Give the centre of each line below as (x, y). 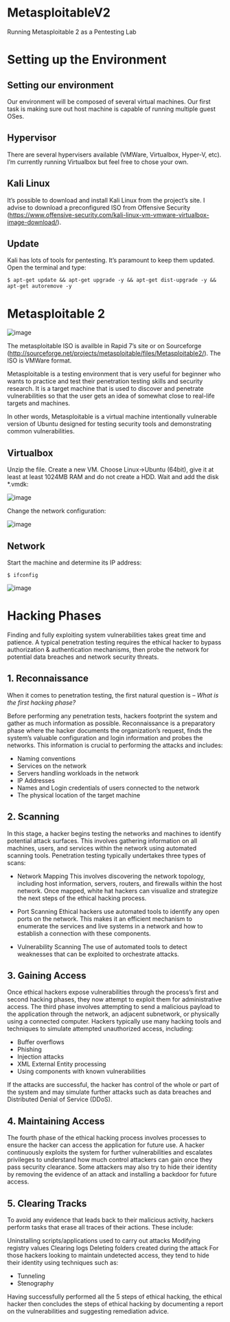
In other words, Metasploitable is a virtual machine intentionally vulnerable (112, 417)
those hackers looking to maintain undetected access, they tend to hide (108, 1255)
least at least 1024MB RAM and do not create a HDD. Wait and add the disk (113, 477)
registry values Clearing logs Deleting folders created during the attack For (113, 1248)
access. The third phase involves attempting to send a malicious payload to (114, 1007)
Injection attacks (40, 1057)
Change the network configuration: (57, 511)
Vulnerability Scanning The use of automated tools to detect (102, 946)
